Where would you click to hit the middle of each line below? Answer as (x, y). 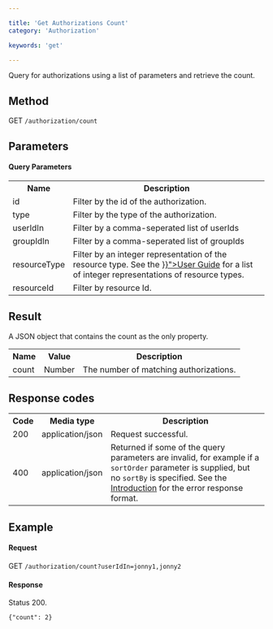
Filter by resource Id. (112, 288)
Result (25, 317)
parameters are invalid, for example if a (185, 458)
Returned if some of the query (168, 448)
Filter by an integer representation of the (150, 254)
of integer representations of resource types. (158, 275)
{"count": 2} (30, 618)
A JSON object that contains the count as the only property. (108, 336)
